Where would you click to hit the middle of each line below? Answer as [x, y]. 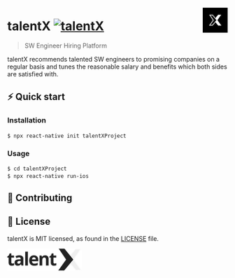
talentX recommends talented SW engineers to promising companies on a [114, 59]
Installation [27, 120]
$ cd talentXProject [37, 169]
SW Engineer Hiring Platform [65, 46]
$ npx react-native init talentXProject [67, 136]
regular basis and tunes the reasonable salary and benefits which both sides [117, 67]
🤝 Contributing [40, 198]
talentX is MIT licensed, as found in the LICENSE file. [83, 238]
